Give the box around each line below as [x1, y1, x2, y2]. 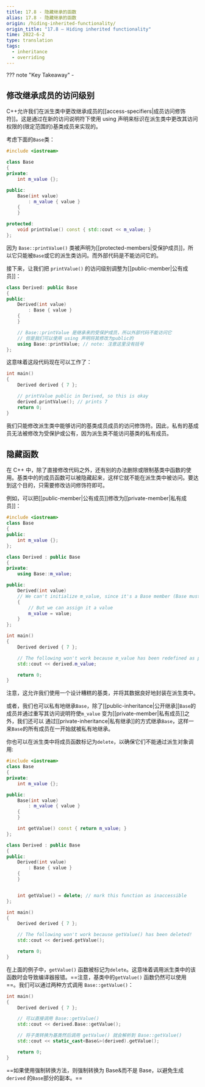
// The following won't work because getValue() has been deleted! [17, 932, 192, 938]
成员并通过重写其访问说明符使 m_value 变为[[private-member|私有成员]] [6, 710, 185, 718]
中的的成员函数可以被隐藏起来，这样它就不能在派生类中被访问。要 [27, 474, 193, 481]
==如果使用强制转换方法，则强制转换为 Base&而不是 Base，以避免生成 [6, 1066, 184, 1074]
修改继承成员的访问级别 [6, 90, 95, 101]
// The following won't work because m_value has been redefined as [17, 655, 195, 661]
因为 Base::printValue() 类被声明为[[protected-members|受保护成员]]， [6, 244, 189, 251]
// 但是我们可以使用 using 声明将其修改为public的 [17, 335, 134, 341]
